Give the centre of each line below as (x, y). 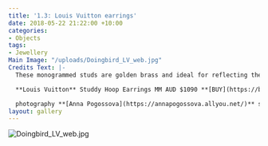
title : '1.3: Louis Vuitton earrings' (73, 16)
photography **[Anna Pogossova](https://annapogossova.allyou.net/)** (135, 104)
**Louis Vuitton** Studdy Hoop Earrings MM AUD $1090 (106, 89)
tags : (17, 45)
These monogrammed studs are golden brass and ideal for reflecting (132, 75)
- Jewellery (28, 53)
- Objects (25, 38)
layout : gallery (35, 111)
